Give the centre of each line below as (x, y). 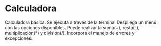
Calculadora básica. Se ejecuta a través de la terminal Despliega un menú (81, 22)
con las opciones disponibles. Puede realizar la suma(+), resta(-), (72, 27)
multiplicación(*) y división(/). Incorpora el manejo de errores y (70, 33)
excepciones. (19, 38)
